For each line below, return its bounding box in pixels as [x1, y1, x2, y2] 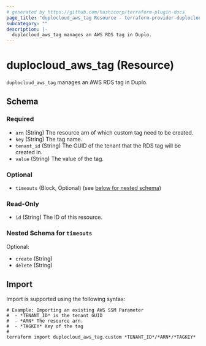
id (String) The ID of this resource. [15, 213, 103, 221]
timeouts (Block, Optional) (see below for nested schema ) [15, 184, 161, 192]
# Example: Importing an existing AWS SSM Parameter [6, 307, 144, 313]
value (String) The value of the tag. [15, 155, 104, 162]
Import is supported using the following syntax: [6, 296, 126, 303]
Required [6, 115, 34, 124]
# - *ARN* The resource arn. [6, 318, 84, 324]
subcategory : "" [6, 20, 48, 26]
